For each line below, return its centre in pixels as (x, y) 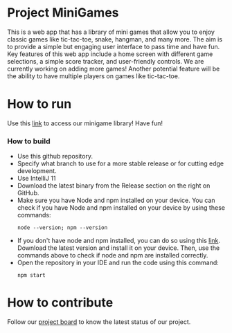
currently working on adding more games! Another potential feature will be (114, 69)
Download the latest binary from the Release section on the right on (114, 186)
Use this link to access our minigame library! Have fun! (85, 123)
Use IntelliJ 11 (36, 179)
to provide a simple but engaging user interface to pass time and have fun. (114, 46)
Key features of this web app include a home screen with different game (110, 54)
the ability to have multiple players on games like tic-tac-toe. (93, 76)
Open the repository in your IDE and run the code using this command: (118, 263)
